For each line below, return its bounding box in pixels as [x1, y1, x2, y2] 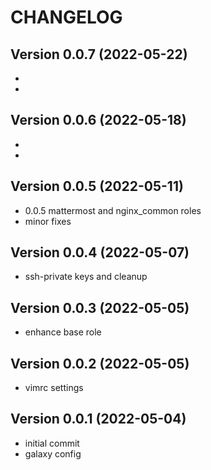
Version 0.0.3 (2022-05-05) [10, 299, 190, 316]
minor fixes [24, 215, 72, 227]
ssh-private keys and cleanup [24, 271, 148, 283]
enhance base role [24, 326, 102, 338]
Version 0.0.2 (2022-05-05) [10, 355, 190, 372]
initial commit [24, 437, 80, 449]
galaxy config [24, 447, 82, 460]
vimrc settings [24, 382, 84, 394]
